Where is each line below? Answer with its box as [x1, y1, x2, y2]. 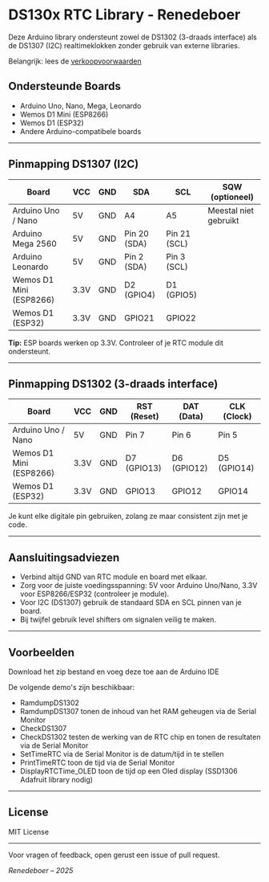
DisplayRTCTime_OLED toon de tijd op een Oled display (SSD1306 [19, 766, 238, 776]
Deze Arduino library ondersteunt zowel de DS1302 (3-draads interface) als [8, 32, 258, 42]
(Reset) [130, 411, 159, 423]
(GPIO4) [123, 289, 156, 300]
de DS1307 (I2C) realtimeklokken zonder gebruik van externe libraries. [8, 40, 240, 50]
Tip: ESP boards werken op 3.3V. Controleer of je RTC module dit [8, 337, 224, 347]
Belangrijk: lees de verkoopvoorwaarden [8, 56, 142, 66]
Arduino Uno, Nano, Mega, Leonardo [19, 100, 142, 110]
